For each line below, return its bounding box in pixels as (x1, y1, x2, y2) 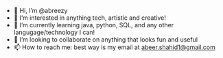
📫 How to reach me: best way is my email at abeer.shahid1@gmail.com (13, 43, 216, 51)
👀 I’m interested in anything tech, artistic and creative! (13, 14, 166, 22)
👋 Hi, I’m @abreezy (13, 7, 68, 14)
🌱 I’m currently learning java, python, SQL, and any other (13, 21, 174, 29)
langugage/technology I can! (13, 28, 95, 36)
